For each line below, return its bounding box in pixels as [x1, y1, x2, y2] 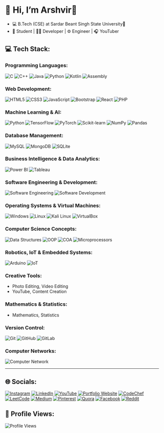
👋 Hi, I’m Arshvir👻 [5, 4, 77, 16]
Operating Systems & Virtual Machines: [5, 202, 101, 209]
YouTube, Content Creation [12, 289, 67, 294]
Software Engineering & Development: [5, 179, 98, 186]
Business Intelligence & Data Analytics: [5, 155, 100, 162]
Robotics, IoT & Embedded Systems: [5, 249, 93, 256]
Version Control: [5, 324, 45, 331]
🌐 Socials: [5, 377, 37, 386]
